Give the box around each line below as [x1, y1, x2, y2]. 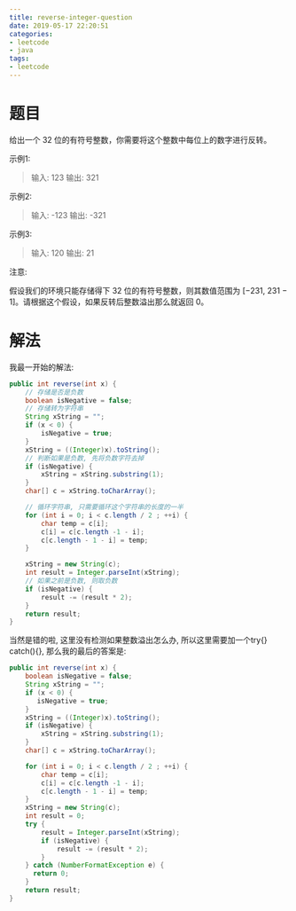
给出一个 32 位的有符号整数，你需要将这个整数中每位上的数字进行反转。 [9, 134, 272, 145]
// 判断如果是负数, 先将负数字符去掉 [25, 453, 144, 462]
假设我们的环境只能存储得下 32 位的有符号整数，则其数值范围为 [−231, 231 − [9, 285, 288, 295]
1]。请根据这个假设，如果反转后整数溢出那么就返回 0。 [9, 296, 209, 307]
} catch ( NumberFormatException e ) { [25, 861, 165, 870]
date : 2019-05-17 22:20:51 [9, 21, 109, 30]
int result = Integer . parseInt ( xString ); [25, 569, 180, 577]
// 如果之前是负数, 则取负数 [25, 577, 118, 585]
